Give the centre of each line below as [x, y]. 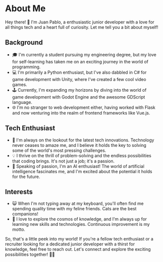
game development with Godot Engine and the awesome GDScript [78, 97]
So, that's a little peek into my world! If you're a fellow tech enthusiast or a [79, 239]
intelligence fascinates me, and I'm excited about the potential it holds [82, 171]
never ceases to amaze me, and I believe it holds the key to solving [79, 145]
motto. [18, 229]
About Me [25, 9]
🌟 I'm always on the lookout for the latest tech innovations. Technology [83, 140]
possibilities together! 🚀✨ [30, 255]
